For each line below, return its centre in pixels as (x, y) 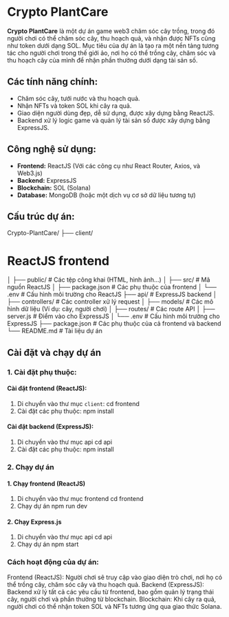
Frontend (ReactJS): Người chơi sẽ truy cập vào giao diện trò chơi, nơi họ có (115, 577)
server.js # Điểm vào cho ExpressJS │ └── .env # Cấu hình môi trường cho (113, 316)
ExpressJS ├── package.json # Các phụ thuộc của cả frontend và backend (114, 324)
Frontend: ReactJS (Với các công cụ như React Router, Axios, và (109, 166)
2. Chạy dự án (31, 467)
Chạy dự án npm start (48, 544)
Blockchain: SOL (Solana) (54, 188)
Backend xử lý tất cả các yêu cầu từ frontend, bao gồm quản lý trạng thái (111, 592)
